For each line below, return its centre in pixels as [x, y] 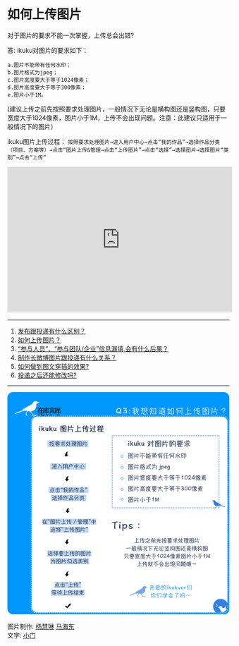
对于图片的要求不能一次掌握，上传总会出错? [71, 35]
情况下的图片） [35, 126]
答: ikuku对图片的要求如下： [48, 50]
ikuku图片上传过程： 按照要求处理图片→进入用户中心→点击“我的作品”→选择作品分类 [114, 141]
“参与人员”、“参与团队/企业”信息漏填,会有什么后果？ [93, 348]
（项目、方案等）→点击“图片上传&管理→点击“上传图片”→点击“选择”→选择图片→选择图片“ [116, 150]
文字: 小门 [22, 635]
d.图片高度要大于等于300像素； [47, 87]
